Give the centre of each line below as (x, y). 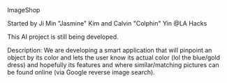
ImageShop (24, 10)
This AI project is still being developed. (63, 37)
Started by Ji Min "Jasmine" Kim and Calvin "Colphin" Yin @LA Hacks (107, 23)
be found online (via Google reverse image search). (81, 72)
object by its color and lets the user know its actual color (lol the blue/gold (114, 57)
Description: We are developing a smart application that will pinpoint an (110, 50)
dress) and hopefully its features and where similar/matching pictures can (113, 65)
